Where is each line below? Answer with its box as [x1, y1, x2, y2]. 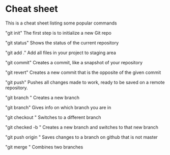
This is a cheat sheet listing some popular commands [5, 20, 117, 26]
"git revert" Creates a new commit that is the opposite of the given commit [5, 69, 161, 75]
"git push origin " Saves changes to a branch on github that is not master [5, 134, 158, 140]
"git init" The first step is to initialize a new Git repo [5, 30, 112, 36]
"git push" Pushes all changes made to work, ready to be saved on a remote [5, 79, 165, 85]
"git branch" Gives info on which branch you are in [5, 104, 111, 110]
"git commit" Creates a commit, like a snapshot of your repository [5, 59, 143, 65]
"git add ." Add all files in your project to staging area [5, 49, 116, 56]
